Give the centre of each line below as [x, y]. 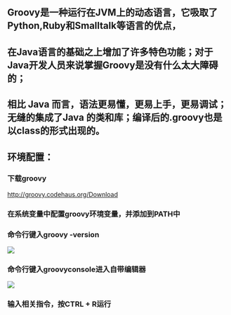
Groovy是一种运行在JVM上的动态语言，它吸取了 [112, 13]
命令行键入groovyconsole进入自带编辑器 [77, 269]
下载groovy [27, 179]
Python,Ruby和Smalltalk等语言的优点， [94, 26]
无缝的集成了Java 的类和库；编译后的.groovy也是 [115, 118]
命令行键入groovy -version [53, 234]
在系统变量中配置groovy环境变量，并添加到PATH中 [94, 214]
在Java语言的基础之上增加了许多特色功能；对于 [110, 52]
